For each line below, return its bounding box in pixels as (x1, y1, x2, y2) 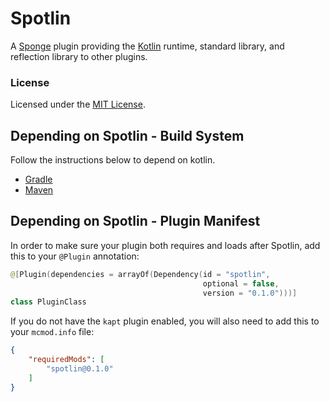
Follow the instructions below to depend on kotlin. (10, 154, 216, 166)
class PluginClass (10, 297, 87, 307)
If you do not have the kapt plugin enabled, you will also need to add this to (10, 315, 320, 327)
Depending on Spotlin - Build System (10, 127, 245, 144)
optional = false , (202, 278, 280, 289)
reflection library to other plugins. (10, 50, 148, 62)
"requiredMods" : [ (28, 355, 105, 365)
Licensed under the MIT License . (10, 98, 146, 111)
